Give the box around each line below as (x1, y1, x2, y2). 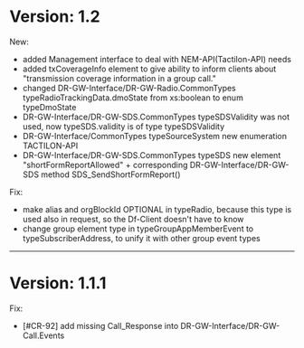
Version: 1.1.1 (9, 273, 107, 294)
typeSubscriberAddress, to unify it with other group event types (22, 232, 261, 243)
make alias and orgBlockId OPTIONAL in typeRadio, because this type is (22, 203, 292, 214)
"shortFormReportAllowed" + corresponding (22, 159, 188, 170)
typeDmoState (22, 101, 77, 112)
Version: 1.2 (9, 6, 101, 27)
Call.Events (22, 330, 65, 341)
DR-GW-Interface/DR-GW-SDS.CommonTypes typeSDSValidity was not (22, 111, 290, 122)
